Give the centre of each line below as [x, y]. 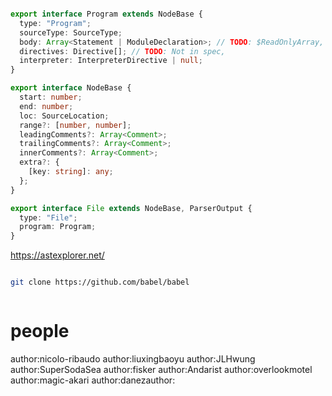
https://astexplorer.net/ [57, 255]
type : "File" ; [48, 217]
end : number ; [46, 106]
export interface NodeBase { [71, 88]
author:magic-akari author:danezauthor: [93, 380]
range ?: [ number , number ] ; [75, 125]
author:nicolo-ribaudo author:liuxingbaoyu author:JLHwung [133, 358]
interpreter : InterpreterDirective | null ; [111, 61]
